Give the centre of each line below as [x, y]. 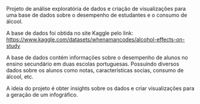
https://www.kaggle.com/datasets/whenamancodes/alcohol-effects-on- [95, 39]
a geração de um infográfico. [42, 95]
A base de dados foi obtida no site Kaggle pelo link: [70, 33]
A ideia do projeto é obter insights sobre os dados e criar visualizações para [100, 88]
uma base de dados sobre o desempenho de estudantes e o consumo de [97, 15]
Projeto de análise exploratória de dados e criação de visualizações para [96, 9]
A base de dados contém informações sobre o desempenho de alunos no [97, 57]
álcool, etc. [20, 77]
